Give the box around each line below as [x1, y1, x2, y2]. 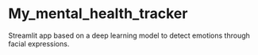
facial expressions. [8, 38, 70, 48]
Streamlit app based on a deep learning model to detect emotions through [8, 31, 250, 40]
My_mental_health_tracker [8, 5, 188, 23]
